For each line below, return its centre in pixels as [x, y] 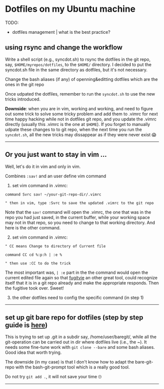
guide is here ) [26, 325]
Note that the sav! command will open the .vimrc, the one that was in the [78, 212]
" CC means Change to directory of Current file [55, 246]
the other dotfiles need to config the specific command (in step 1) [78, 297]
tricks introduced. [23, 99]
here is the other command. [33, 228]
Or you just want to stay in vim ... [56, 155]
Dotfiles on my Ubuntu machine [70, 9]
